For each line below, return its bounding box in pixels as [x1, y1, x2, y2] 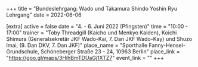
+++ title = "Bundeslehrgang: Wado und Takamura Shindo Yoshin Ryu [6, 5, 178, 12]
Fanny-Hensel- [148, 42, 186, 49]
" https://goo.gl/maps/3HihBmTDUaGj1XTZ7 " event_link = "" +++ [6, 55, 164, 61]
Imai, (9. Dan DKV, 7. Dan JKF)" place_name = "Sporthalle [6, 42, 148, 49]
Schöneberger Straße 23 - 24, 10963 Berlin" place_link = [41, 48, 180, 55]
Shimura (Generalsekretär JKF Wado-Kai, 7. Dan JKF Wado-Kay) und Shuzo [6, 36, 193, 42]
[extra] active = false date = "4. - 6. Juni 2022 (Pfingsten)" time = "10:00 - [6, 23, 188, 30]
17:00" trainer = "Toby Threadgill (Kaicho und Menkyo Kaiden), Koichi [6, 29, 177, 36]
